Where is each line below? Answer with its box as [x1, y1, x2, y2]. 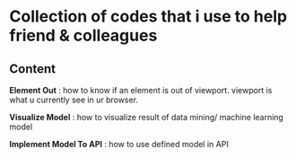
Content [9, 61, 57, 76]
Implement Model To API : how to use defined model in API [9, 139, 229, 149]
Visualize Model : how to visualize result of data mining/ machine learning [9, 112, 284, 122]
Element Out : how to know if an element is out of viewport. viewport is [9, 85, 273, 95]
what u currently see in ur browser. [9, 94, 139, 105]
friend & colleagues [9, 25, 158, 46]
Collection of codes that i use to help [9, 6, 288, 27]
